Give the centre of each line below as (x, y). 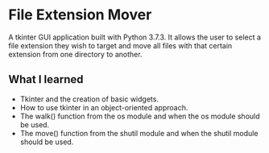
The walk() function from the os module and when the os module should (140, 116)
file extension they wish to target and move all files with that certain (120, 45)
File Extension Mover (80, 15)
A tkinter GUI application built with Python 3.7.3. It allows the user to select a (135, 37)
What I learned (46, 79)
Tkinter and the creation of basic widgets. (89, 99)
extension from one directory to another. (75, 54)
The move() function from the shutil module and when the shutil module (139, 133)
